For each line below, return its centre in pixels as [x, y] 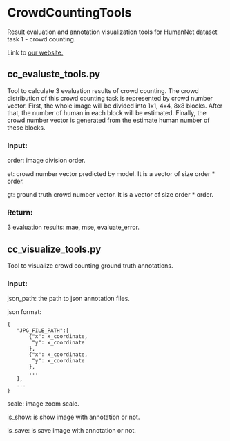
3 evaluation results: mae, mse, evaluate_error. [74, 227]
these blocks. [26, 127]
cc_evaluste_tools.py [54, 74]
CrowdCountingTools [69, 13]
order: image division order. [46, 161]
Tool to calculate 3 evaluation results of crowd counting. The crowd [103, 90]
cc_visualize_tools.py [54, 249]
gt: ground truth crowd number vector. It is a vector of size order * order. [111, 195]
